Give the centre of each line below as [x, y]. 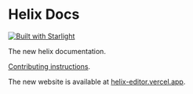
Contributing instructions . [49, 66]
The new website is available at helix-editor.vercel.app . [97, 81]
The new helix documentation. [57, 51]
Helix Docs [44, 14]
